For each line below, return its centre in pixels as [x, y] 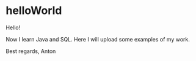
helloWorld [34, 11]
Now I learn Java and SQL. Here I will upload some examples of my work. [98, 39]
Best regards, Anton [31, 51]
